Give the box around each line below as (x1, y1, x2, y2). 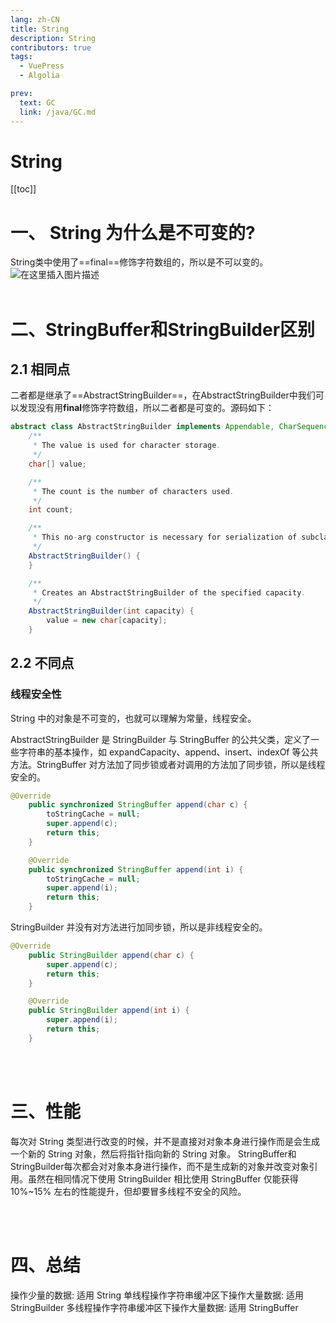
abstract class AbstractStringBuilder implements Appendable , (10, 422, 275, 432)
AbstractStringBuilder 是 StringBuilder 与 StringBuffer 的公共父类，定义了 (10, 733, 311, 745)
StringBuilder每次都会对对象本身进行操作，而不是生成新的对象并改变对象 (10, 1160, 310, 1172)
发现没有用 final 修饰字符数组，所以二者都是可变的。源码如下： (18, 402, 275, 414)
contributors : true (10, 42, 92, 53)
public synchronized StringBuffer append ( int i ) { (28, 864, 244, 875)
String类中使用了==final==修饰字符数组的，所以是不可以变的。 (10, 256, 269, 268)
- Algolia (19, 71, 60, 81)
